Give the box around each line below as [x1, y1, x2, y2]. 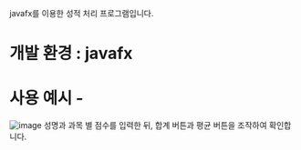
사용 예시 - [9, 88, 84, 109]
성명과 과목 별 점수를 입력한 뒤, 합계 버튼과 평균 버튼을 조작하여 [44, 120, 267, 131]
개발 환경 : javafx [9, 44, 133, 64]
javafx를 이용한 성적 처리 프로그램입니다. [9, 8, 154, 18]
